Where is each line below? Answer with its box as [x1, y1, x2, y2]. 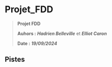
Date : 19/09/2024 [17, 40, 58, 47]
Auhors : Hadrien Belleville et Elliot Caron [17, 30, 107, 36]
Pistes [5, 55, 25, 64]
